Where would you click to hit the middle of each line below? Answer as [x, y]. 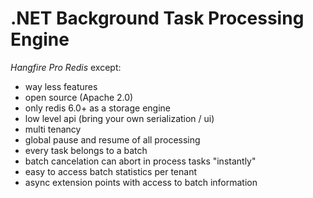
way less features [61, 86]
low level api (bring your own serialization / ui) [119, 118]
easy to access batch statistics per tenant [110, 171]
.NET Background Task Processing [157, 18]
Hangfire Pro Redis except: [66, 67]
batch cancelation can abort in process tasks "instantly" [140, 161]
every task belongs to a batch [86, 150]
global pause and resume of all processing [112, 139]
